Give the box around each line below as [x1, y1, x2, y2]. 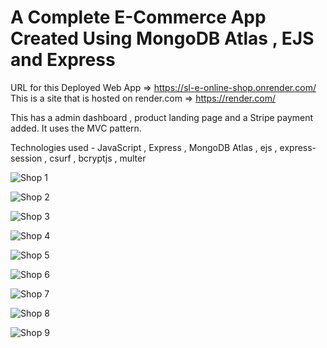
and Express [10, 49, 116, 71]
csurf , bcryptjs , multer [49, 152, 147, 164]
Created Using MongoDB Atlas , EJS [10, 27, 315, 50]
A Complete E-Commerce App [10, 6, 267, 29]
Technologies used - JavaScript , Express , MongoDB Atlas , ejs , [10, 141, 278, 153]
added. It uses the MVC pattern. [10, 122, 142, 134]
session [10, 152, 43, 164]
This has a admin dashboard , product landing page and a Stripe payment [10, 111, 314, 123]
